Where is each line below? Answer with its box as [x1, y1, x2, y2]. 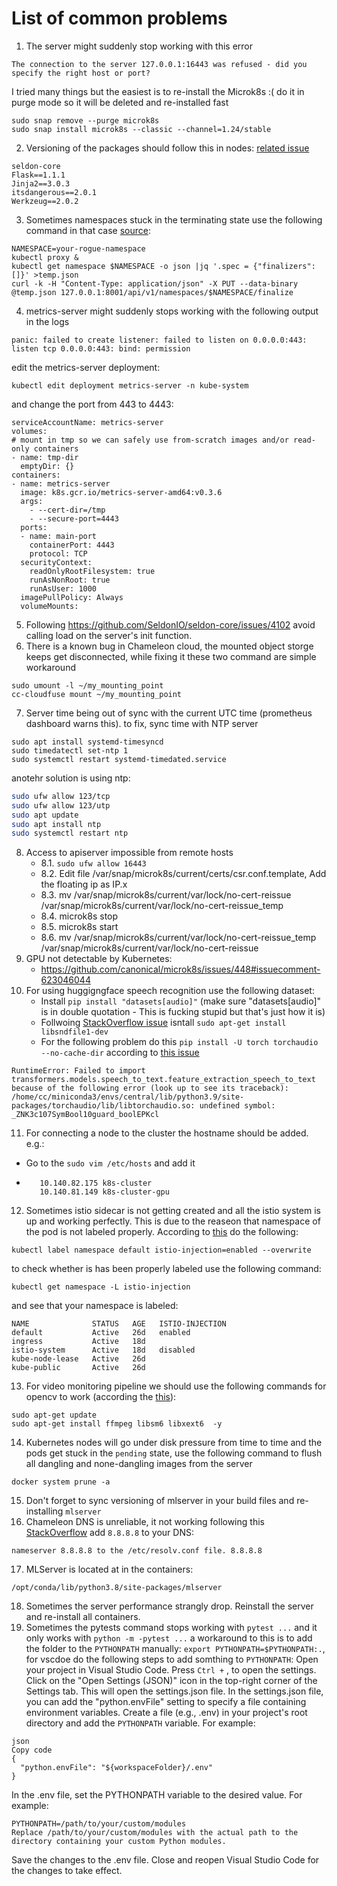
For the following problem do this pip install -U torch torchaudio [40, 1036, 319, 1048]
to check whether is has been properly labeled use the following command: [11, 1263, 322, 1275]
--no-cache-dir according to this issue [40, 1047, 200, 1059]
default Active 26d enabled [11, 1328, 191, 1338]
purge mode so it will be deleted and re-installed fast [11, 96, 229, 108]
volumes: [11, 426, 48, 436]
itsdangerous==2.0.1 [11, 187, 98, 197]
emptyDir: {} [20, 461, 75, 471]
